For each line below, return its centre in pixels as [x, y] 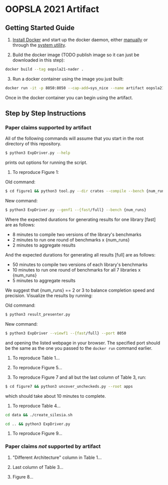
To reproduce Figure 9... [37, 433]
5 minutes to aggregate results [44, 281]
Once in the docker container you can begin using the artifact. [69, 97]
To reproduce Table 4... [36, 406]
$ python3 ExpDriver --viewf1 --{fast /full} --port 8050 [66, 333]
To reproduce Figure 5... [37, 367]
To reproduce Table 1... [36, 358]
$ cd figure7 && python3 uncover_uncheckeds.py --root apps [69, 386]
